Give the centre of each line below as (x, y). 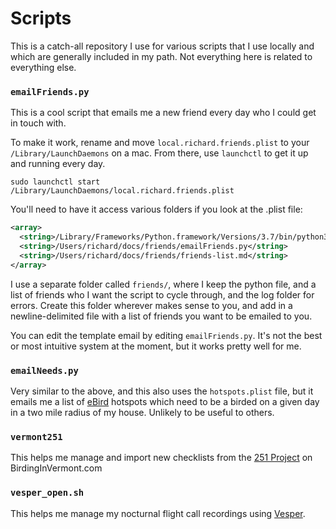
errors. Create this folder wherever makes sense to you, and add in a (151, 305)
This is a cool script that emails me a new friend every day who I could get (163, 113)
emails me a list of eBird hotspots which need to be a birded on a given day (165, 401)
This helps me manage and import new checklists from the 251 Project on (161, 458)
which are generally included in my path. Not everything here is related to (161, 56)
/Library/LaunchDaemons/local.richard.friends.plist (122, 191)
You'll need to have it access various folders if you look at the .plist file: (156, 209)
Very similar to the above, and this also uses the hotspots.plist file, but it (162, 391)
